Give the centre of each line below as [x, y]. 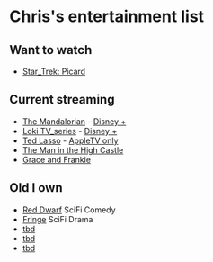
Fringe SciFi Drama [58, 219]
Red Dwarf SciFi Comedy [69, 210]
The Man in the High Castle [73, 149]
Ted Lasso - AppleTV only [70, 140]
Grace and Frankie [57, 159]
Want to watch [51, 50]
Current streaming [62, 99]
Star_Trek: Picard [54, 71]
